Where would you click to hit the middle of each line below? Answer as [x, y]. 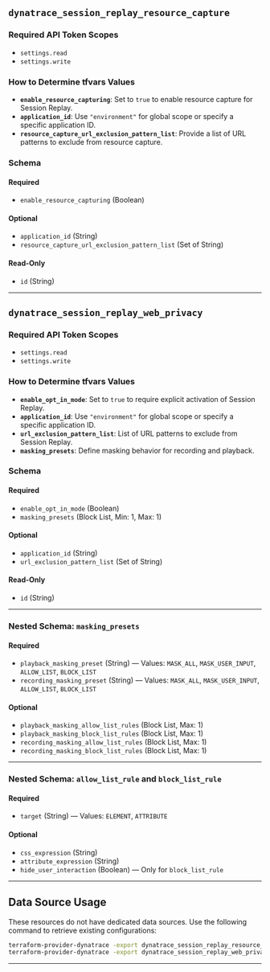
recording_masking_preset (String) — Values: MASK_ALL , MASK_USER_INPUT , [139, 680]
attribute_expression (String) [70, 861]
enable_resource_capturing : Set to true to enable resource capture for [136, 99]
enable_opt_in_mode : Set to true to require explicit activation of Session [137, 399]
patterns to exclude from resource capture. [91, 141]
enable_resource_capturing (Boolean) [82, 200]
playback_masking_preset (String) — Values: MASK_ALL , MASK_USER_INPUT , [138, 663]
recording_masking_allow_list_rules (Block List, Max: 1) [113, 742]
